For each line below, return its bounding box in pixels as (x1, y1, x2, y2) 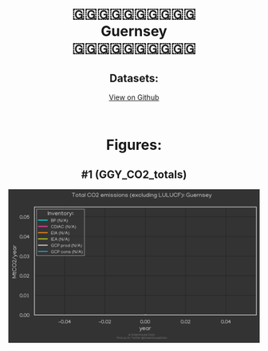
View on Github (108, 93, 160, 102)
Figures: (106, 136, 162, 154)
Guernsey (100, 22, 167, 41)
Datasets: (109, 71, 159, 85)
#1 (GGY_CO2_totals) (81, 168, 187, 181)
